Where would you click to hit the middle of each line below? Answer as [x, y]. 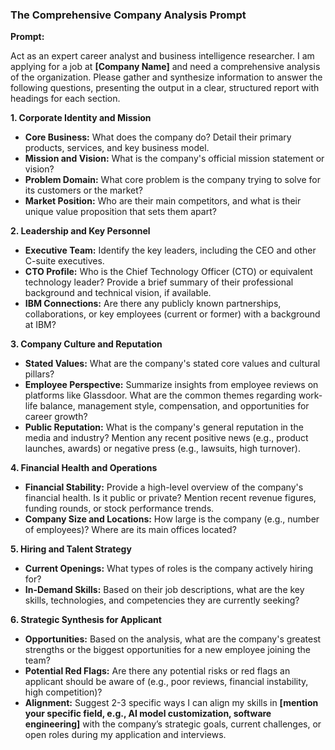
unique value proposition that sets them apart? [120, 212]
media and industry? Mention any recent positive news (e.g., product [166, 438]
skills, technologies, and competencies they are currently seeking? [162, 600]
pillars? [39, 374]
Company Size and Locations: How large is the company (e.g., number [172, 519]
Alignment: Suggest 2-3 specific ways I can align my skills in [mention [171, 703]
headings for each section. [65, 99]
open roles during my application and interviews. [125, 735]
